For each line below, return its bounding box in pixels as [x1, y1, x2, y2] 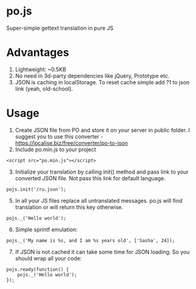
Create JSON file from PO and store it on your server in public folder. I [15, 126, 190, 134]
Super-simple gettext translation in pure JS [6, 24, 114, 32]
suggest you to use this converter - [15, 132, 103, 140]
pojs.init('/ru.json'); [6, 186, 67, 192]
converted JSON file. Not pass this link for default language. [15, 174, 166, 182]
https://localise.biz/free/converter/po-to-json [15, 139, 129, 146]
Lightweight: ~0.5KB [15, 66, 67, 73]
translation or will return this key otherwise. [15, 203, 123, 211]
